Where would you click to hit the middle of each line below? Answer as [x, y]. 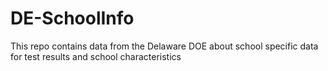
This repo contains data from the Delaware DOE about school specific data [164, 46]
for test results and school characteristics [96, 56]
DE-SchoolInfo [72, 18]
